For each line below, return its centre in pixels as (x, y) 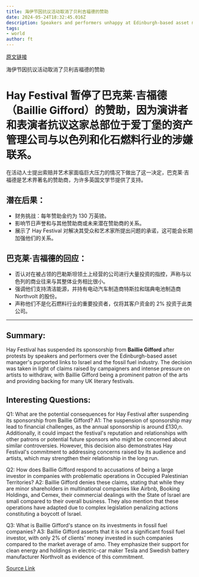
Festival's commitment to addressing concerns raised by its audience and (96, 452)
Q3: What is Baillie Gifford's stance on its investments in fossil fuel (87, 525)
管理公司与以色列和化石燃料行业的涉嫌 (100, 140)
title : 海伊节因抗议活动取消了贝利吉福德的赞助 (57, 12)
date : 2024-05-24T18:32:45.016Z (46, 17)
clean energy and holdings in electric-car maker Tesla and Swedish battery (98, 551)
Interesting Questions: (48, 400)
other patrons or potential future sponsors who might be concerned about (96, 439)
